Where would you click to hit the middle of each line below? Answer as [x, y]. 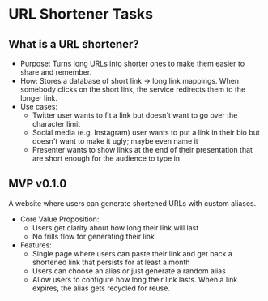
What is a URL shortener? [74, 44]
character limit [56, 124]
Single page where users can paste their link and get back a [132, 253]
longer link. [39, 98]
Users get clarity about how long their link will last [115, 227]
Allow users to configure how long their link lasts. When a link [135, 279]
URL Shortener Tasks [81, 14]
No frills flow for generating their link [94, 236]
